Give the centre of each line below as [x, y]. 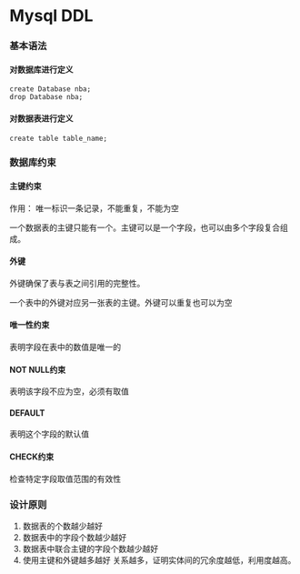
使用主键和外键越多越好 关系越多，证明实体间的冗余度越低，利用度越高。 [159, 559]
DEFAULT [27, 413]
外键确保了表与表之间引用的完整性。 [77, 283]
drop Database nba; [46, 97]
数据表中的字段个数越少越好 [75, 537]
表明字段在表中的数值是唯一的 [65, 347]
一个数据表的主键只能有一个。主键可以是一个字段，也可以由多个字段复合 [145, 227]
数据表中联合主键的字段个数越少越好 [90, 549]
